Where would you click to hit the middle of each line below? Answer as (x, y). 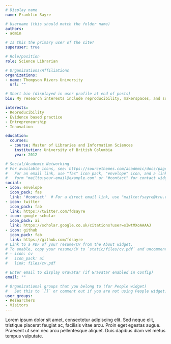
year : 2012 (26, 155)
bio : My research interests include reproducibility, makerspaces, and (83, 99)
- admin (13, 34)
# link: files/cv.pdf (31, 263)
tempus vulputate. (24, 336)
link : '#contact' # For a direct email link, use (65, 197)
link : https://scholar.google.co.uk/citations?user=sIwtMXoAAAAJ (81, 225)
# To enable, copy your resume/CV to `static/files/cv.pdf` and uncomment (86, 249)
